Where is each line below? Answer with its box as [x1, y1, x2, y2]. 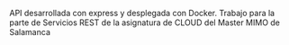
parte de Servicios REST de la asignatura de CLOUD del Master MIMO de [9, 17, 281, 28]
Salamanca [9, 27, 51, 37]
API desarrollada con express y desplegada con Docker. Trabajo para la [9, 8, 275, 18]
